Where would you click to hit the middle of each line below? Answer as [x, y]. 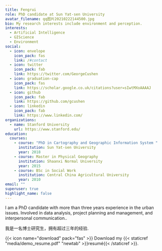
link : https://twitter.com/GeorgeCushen [56, 74]
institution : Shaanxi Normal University [60, 161]
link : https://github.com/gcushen [49, 102]
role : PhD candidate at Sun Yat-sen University [55, 14]
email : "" [15, 184]
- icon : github [25, 92]
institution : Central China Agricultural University [74, 175]
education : [16, 134]
